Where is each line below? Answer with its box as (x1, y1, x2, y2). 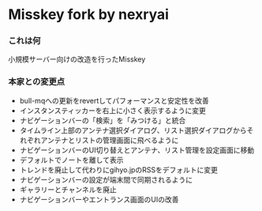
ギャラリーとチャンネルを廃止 (19, 184, 117, 194)
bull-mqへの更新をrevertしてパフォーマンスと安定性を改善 (19, 96, 209, 105)
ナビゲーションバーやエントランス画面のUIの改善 (19, 194, 179, 204)
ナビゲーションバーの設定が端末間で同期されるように (19, 175, 193, 184)
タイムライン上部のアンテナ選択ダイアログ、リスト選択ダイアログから (19, 125, 247, 135)
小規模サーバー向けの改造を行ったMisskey (8, 55, 146, 64)
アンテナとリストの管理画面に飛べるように (40, 135, 179, 145)
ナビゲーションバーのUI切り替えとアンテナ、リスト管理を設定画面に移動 (19, 145, 255, 155)
